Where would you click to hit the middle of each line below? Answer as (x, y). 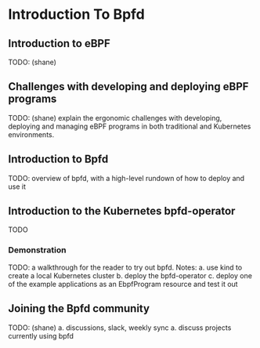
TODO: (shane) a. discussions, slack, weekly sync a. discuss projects (120, 328)
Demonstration (37, 250)
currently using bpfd (41, 335)
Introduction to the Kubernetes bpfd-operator (122, 211)
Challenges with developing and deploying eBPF (128, 87)
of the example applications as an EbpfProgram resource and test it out (123, 284)
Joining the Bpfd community (79, 308)
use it (17, 187)
